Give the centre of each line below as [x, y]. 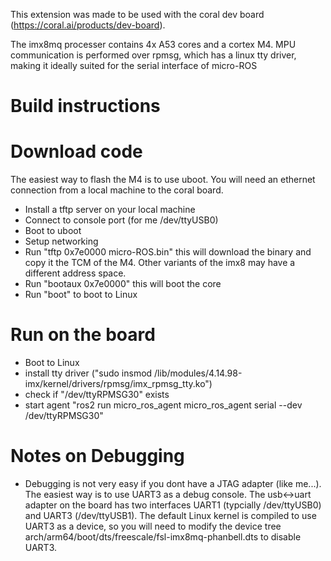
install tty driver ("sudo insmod [88, 373]
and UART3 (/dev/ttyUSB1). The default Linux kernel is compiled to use [170, 515]
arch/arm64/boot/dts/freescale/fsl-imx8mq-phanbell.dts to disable [163, 537]
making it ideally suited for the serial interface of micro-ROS [134, 65]
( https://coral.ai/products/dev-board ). [88, 25]
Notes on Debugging [97, 456]
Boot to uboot [53, 231]
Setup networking [61, 241]
